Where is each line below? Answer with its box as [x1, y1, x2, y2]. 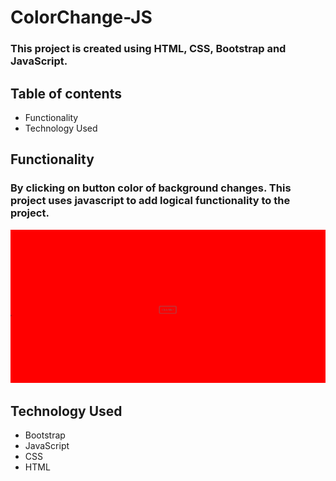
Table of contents [10, 85, 122, 102]
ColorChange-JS [10, 6, 153, 29]
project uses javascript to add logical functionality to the [10, 194, 291, 208]
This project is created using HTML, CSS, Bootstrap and [10, 42, 287, 56]
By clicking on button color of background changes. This [10, 181, 292, 195]
